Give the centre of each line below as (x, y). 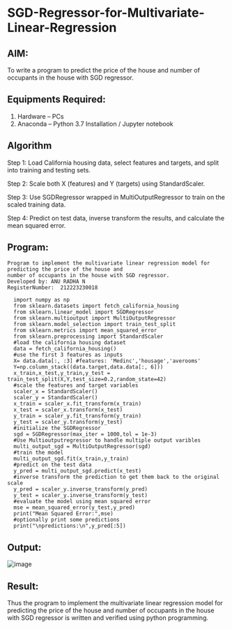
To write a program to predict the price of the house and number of (104, 70)
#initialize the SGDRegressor (57, 428)
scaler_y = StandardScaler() (56, 398)
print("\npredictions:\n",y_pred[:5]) (70, 526)
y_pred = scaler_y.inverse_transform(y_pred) (81, 489)
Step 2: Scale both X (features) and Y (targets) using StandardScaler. (106, 184)
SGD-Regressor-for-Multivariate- (106, 13)
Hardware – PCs (40, 116)
